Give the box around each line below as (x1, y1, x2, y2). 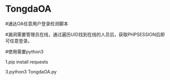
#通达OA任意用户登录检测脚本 (5, 20, 68, 26)
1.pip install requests (5, 59, 48, 65)
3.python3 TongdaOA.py (5, 68, 57, 74)
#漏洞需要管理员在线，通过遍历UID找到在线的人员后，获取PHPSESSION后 (5, 31, 161, 37)
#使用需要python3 (5, 48, 44, 55)
